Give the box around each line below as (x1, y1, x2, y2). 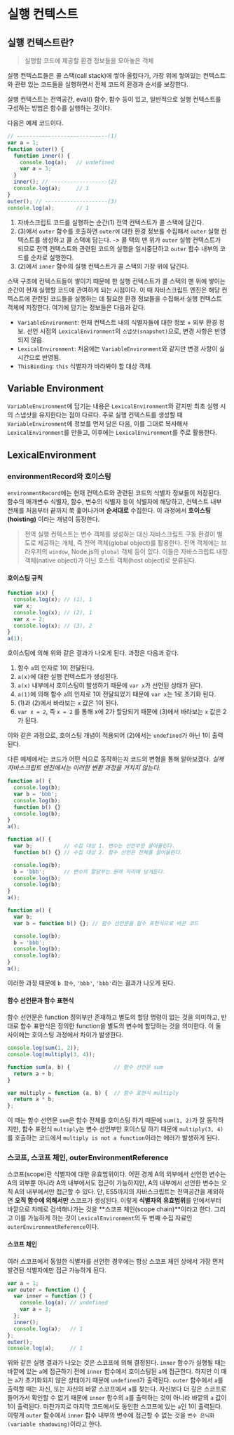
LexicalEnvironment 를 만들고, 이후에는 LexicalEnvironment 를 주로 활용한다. (7, 429, 217, 437)
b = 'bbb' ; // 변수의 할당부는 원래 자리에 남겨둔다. (13, 868, 166, 875)
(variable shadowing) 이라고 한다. (7, 1420, 102, 1428)
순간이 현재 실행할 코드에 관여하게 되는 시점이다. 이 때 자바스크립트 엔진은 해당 (7, 285, 221, 294)
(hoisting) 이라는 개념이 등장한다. (7, 515, 100, 523)
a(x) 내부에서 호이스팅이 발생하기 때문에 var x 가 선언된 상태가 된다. (17, 681, 203, 689)
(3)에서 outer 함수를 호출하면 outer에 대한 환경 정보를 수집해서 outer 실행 (17, 227, 219, 235)
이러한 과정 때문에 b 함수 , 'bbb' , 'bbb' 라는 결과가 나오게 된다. (7, 978, 176, 987)
